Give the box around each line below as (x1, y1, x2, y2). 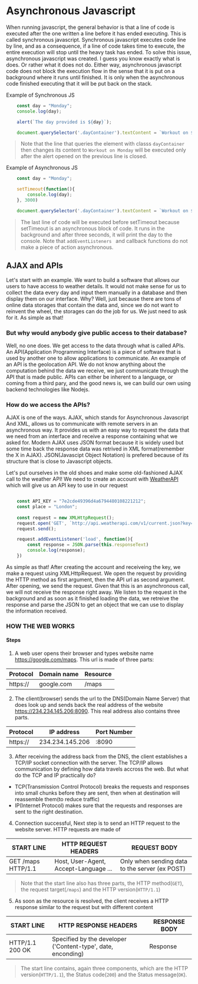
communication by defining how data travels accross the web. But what (14, 765, 189, 773)
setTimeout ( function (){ (16, 186, 75, 192)
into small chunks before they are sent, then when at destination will (14, 789, 180, 797)
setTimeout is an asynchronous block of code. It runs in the (20, 225, 165, 232)
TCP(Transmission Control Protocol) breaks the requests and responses (14, 783, 190, 791)
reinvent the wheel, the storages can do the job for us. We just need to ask (6, 308, 187, 315)
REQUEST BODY (131, 844, 178, 852)
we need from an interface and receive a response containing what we (6, 433, 178, 440)
